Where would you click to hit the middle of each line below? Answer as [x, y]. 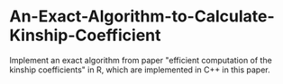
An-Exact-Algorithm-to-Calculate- [142, 17]
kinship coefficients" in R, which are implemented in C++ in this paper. [140, 70]
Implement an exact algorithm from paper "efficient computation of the [141, 60]
